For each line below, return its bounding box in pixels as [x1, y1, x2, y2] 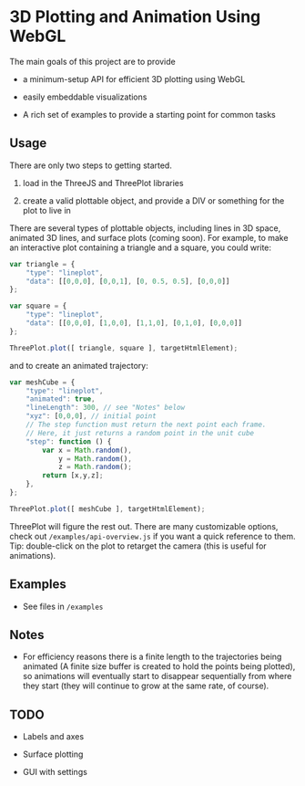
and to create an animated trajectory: [9, 360, 148, 371]
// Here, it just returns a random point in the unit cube [25, 428, 255, 437]
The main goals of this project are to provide [9, 56, 176, 67]
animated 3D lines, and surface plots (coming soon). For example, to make [9, 232, 289, 243]
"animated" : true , [25, 394, 96, 403]
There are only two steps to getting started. [9, 160, 173, 171]
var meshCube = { [9, 377, 76, 387]
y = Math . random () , [57, 454, 132, 463]
